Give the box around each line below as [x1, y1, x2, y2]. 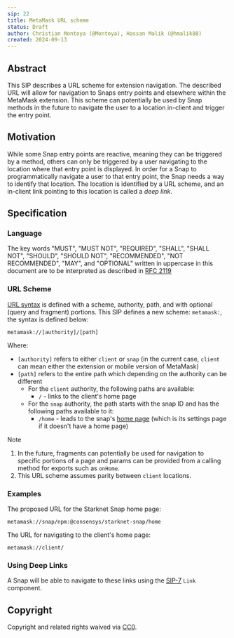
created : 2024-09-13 [7, 36, 68, 44]
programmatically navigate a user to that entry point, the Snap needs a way [7, 172, 225, 180]
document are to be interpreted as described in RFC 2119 [7, 267, 172, 275]
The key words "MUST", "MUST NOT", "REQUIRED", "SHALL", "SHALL [7, 244, 210, 253]
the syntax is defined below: [7, 315, 89, 324]
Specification [7, 208, 67, 220]
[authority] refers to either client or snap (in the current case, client [17, 354, 220, 363]
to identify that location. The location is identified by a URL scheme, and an [7, 180, 224, 188]
